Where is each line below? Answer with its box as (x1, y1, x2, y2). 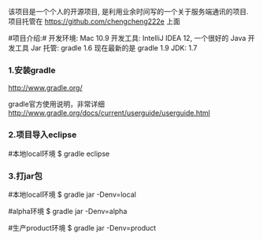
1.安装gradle (8, 65, 56, 76)
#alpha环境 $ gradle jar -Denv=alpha (8, 206, 128, 216)
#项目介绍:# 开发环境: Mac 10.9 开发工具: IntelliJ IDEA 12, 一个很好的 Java (8, 34, 246, 42)
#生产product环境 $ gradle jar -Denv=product (8, 223, 157, 232)
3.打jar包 (8, 170, 43, 181)
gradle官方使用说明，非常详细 (8, 99, 105, 109)
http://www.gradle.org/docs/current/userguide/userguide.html (8, 109, 211, 118)
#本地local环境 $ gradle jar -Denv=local (8, 190, 136, 199)
